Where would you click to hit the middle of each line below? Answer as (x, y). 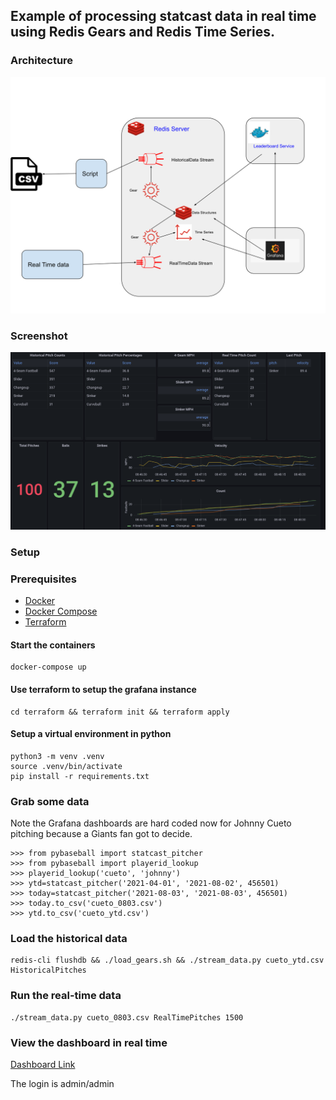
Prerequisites (43, 579)
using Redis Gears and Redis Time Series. (142, 32)
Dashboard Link (43, 1064)
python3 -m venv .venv (57, 756)
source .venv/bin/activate (66, 766)
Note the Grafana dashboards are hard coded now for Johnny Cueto (151, 823)
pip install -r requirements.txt (80, 776)
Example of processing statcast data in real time (163, 16)
